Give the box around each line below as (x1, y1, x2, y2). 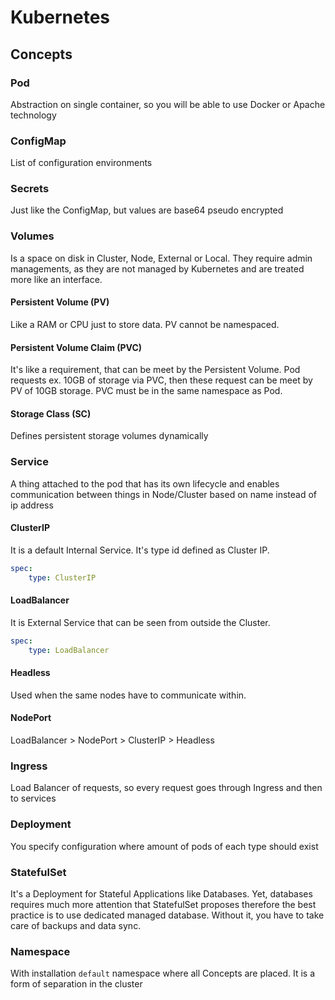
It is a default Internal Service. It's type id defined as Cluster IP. (10, 544, 270, 556)
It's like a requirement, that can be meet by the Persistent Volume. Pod (10, 364, 301, 376)
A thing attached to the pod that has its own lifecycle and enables (10, 477, 280, 490)
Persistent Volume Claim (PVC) (10, 341, 143, 353)
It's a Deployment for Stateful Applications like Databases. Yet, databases (10, 887, 313, 900)
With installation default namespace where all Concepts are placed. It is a (10, 967, 316, 980)
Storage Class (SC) (10, 407, 92, 420)
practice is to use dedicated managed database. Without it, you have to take (10, 909, 325, 921)
